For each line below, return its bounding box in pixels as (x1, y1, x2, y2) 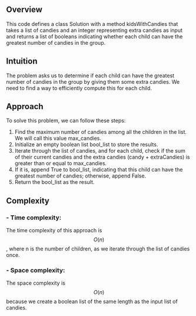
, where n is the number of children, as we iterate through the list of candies (6, 245, 190, 252)
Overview (6, 5, 43, 15)
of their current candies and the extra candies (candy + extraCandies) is (14, 153, 190, 161)
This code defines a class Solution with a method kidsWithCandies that (6, 20, 178, 27)
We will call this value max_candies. (14, 135, 102, 142)
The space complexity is (6, 279, 66, 287)
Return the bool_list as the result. (14, 179, 95, 186)
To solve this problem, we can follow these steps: (6, 117, 126, 124)
